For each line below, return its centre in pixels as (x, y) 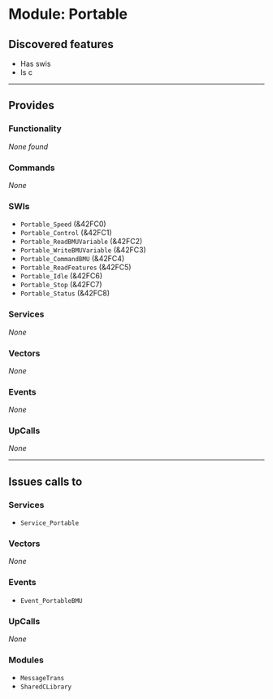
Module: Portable (68, 14)
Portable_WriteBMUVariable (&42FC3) (83, 250)
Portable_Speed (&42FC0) (63, 224)
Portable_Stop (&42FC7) (61, 285)
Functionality (35, 129)
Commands (32, 168)
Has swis (35, 63)
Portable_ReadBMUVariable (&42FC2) (81, 242)
